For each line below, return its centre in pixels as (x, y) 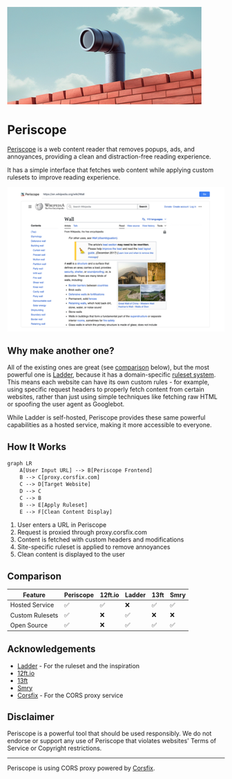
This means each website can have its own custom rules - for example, (108, 382)
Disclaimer (31, 717)
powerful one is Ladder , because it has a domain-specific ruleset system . (112, 375)
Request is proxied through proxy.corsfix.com (82, 532)
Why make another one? (61, 351)
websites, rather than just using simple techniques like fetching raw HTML (113, 397)
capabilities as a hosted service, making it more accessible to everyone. (109, 425)
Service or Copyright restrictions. (55, 749)
